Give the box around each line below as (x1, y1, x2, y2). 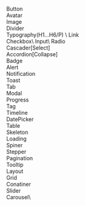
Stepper (6, 148, 27, 155)
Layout (6, 167, 24, 175)
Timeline (6, 109, 29, 116)
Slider (6, 187, 21, 194)
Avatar (6, 12, 23, 19)
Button (6, 6, 23, 12)
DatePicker (6, 116, 34, 123)
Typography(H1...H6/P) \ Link (6, 31, 79, 39)
